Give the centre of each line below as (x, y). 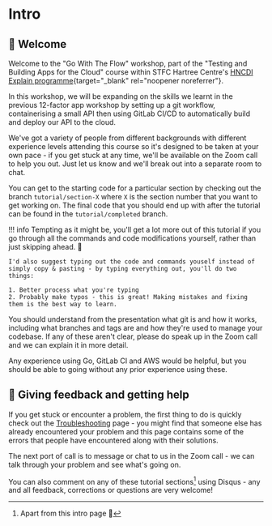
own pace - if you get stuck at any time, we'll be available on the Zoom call (133, 155)
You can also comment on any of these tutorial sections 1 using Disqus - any (134, 481)
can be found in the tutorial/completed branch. (88, 214)
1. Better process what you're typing (74, 290)
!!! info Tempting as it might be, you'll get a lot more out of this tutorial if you (135, 229)
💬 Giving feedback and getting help (99, 395)
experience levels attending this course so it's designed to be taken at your (134, 146)
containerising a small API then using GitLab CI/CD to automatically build (130, 113)
